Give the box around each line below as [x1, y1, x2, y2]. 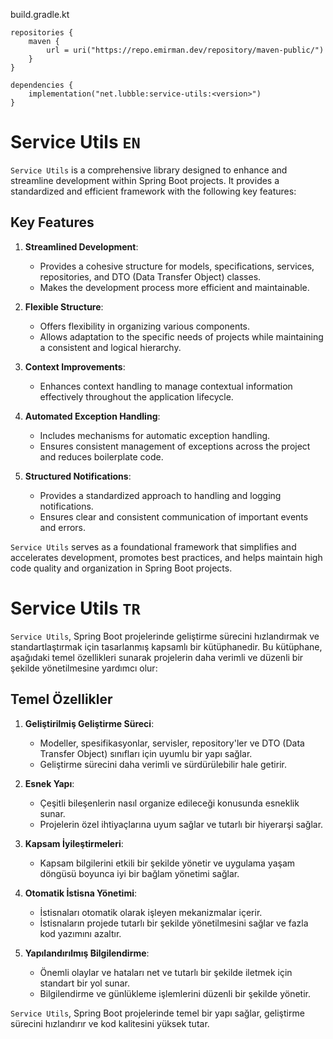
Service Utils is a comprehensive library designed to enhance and [10, 164, 288, 176]
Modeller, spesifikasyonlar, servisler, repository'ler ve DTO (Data [39, 737, 305, 749]
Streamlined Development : [24, 240, 139, 253]
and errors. [39, 521, 87, 533]
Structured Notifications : [24, 470, 132, 482]
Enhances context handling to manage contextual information [39, 380, 293, 392]
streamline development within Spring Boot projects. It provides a [10, 174, 280, 186]
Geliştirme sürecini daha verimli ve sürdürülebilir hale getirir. [39, 758, 287, 770]
